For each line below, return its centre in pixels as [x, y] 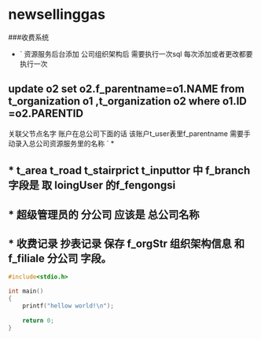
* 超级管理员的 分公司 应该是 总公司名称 [104, 214]
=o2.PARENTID [46, 114]
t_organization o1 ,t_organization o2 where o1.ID [128, 101]
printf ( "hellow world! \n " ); [68, 306]
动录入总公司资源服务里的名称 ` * [61, 143]
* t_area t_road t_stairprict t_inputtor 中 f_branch [129, 171]
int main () [26, 291]
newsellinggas [57, 15]
